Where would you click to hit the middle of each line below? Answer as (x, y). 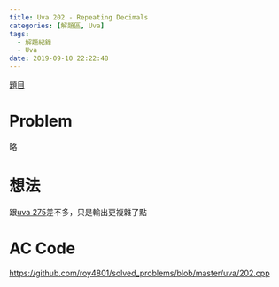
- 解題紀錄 (35, 42)
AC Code (43, 248)
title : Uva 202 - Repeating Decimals (79, 17)
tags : (19, 34)
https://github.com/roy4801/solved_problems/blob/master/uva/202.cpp (139, 273)
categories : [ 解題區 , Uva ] (57, 26)
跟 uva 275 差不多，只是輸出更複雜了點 (78, 212)
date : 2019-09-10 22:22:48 (59, 58)
